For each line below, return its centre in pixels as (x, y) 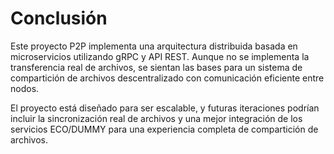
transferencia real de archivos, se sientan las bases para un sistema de (156, 67)
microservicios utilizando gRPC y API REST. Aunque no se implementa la (160, 56)
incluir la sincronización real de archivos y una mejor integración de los (156, 118)
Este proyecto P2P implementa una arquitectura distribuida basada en (154, 46)
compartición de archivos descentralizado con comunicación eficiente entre (167, 78)
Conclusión (59, 18)
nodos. (25, 88)
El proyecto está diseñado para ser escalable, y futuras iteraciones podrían (165, 108)
